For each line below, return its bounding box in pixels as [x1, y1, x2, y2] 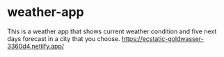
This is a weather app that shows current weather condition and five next [7, 27, 217, 35]
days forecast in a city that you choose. [7, 34, 120, 42]
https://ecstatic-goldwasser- [121, 34, 204, 42]
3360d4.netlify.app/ [7, 42, 65, 50]
